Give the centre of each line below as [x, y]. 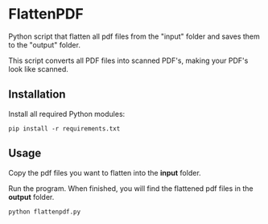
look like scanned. [38, 68]
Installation [37, 95]
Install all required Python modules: [67, 114]
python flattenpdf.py [45, 212]
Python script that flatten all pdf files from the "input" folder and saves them [134, 36]
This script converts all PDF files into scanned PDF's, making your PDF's [128, 60]
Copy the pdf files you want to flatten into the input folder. [105, 172]
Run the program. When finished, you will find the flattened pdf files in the [131, 188]
